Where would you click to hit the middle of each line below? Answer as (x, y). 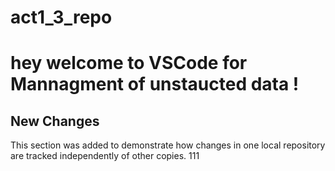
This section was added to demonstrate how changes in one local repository (168, 145)
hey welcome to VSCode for (129, 63)
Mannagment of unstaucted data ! (155, 84)
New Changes (55, 121)
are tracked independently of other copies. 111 (105, 156)
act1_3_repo (61, 17)
